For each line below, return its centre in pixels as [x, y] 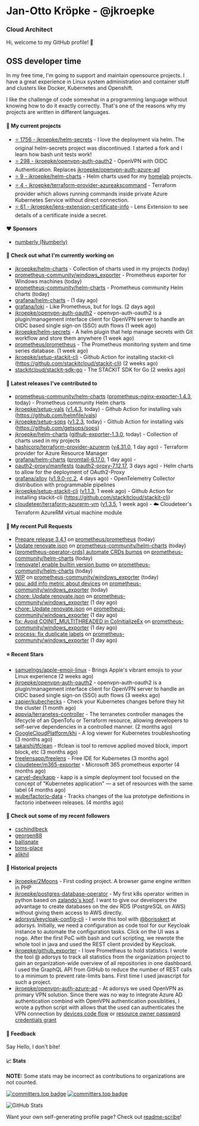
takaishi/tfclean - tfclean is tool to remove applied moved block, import [101, 745]
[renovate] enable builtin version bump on [66, 565]
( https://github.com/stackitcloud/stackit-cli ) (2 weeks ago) [86, 363]
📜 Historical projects [32, 868]
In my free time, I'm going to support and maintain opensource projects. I [96, 75]
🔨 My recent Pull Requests [39, 526]
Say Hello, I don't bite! [33, 1047]
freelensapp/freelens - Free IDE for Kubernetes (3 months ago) [92, 758]
